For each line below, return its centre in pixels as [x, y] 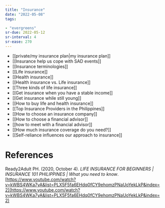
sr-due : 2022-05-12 [25, 33]
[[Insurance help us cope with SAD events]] [57, 61]
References [29, 155]
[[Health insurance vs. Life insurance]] [51, 82]
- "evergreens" [21, 28]
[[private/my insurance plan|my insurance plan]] [62, 56]
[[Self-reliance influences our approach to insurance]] [67, 135]
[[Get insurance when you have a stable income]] [62, 93]
